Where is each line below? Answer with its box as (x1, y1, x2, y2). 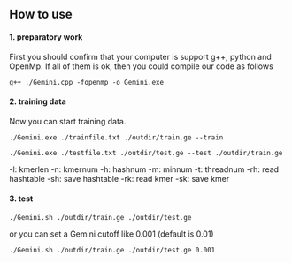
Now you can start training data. (9, 116, 127, 126)
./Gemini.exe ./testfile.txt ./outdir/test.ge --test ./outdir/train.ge (9, 148, 283, 157)
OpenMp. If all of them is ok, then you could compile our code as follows (9, 61, 274, 71)
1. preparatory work (9, 31, 83, 42)
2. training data (9, 96, 66, 107)
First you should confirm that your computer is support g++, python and (9, 51, 272, 62)
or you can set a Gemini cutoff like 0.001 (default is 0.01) (9, 229, 214, 239)
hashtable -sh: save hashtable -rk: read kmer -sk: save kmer (9, 173, 230, 184)
